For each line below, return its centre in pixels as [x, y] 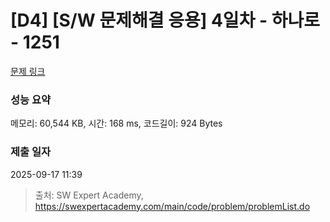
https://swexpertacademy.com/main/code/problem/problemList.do [172, 206]
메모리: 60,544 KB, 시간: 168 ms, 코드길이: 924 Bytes [116, 123]
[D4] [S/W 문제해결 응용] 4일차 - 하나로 [165, 20]
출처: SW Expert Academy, [89, 195]
